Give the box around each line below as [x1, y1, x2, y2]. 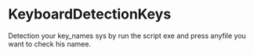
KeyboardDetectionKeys [8, 5, 172, 23]
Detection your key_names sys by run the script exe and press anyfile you [8, 31, 247, 40]
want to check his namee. [8, 39, 92, 48]
